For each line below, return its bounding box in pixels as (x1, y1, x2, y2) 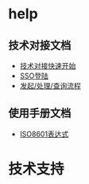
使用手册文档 (8, 107, 72, 120)
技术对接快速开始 (19, 61, 76, 70)
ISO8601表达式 (19, 129, 69, 139)
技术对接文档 (8, 38, 72, 52)
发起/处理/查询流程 (19, 81, 81, 90)
